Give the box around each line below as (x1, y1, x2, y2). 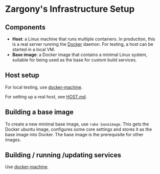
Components (5, 23, 46, 31)
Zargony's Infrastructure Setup (5, 3, 135, 15)
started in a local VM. (12, 47, 55, 52)
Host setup (5, 71, 40, 80)
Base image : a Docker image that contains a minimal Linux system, (12, 52, 148, 58)
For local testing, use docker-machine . (5, 84, 83, 90)
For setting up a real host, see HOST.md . (5, 93, 87, 99)
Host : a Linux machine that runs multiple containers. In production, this (12, 36, 156, 42)
